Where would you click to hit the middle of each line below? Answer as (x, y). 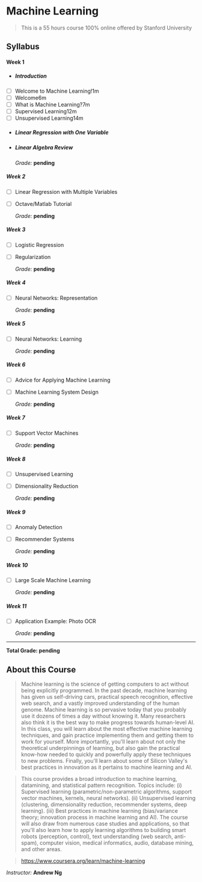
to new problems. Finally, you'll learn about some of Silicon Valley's (104, 760)
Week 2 (16, 176)
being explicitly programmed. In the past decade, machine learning (104, 690)
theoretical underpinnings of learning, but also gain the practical (100, 748)
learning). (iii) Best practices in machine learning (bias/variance (99, 810)
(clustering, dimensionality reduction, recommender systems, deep (104, 804)
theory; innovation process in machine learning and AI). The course (104, 817)
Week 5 (16, 324)
